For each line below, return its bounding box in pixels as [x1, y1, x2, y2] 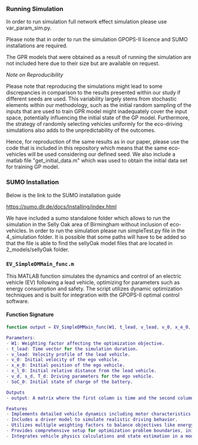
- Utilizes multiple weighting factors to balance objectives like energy [6, 422, 194, 428]
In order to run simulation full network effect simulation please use [6, 18, 167, 25]
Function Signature [6, 311, 54, 318]
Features [6, 405, 28, 412]
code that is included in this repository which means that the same [6, 144, 168, 152]
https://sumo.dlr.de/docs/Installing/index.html [6, 203, 117, 210]
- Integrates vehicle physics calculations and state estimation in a [6, 433, 183, 439]
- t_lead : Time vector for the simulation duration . [6, 346, 138, 352]
